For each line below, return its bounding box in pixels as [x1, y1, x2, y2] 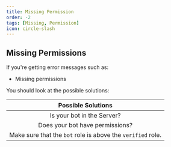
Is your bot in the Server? [49, 112, 121, 120]
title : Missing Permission [6, 8, 74, 15]
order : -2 [6, 14, 31, 20]
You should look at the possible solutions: [6, 87, 110, 94]
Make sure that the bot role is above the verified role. [9, 131, 161, 139]
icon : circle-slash [6, 25, 55, 32]
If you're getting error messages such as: [6, 64, 109, 71]
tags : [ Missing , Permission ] [6, 20, 79, 26]
